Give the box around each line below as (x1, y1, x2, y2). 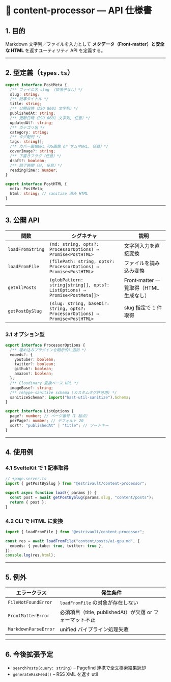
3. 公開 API (5, 216, 40, 225)
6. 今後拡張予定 (5, 650, 53, 659)
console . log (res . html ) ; (5, 553, 56, 558)
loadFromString (8, 246, 45, 252)
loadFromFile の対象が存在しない (60, 599, 138, 607)
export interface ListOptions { (5, 409, 74, 414)
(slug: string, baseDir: (49, 300, 109, 306)
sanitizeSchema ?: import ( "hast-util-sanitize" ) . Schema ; (10, 395, 131, 400)
